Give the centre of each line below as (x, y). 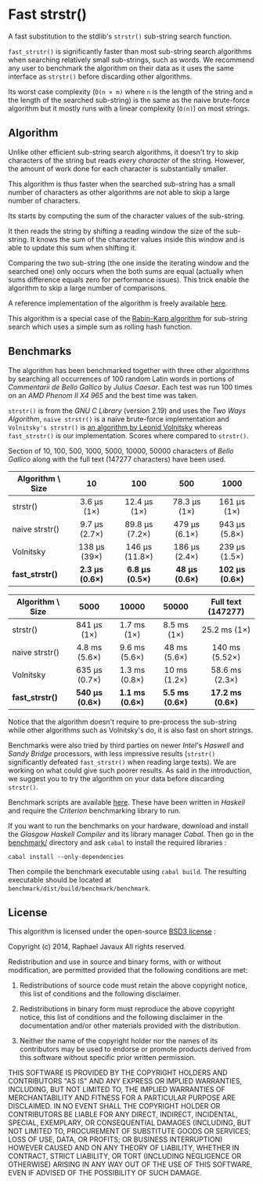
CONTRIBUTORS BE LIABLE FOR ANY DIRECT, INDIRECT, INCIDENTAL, (123, 1115)
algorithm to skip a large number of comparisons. (88, 287)
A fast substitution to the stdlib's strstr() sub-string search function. (120, 36)
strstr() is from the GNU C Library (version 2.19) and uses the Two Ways (127, 411)
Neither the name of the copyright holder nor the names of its (119, 1041)
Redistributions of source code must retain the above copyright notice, (133, 985)
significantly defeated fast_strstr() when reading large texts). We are (122, 762)
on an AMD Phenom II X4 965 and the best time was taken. (103, 395)
